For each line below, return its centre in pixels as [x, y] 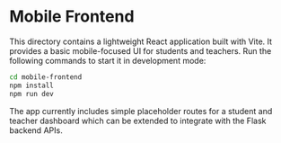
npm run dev [31, 94]
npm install [31, 85]
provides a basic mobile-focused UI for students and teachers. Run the [140, 50]
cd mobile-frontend [46, 77]
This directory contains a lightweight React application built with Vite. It [140, 41]
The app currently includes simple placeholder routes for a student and [141, 111]
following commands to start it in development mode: [108, 60]
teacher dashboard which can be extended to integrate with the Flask [138, 121]
